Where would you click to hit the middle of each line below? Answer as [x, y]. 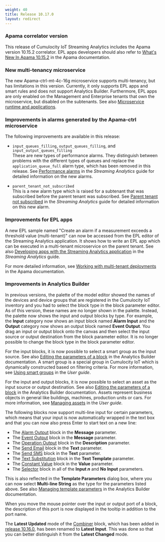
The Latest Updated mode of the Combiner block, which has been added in [82, 524]
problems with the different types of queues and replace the [73, 161]
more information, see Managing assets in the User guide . [64, 403]
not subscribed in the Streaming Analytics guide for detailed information [85, 202]
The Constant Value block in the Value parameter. [63, 464]
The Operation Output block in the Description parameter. [71, 443]
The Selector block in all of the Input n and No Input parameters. [78, 469]
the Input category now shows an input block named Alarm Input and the [80, 321]
